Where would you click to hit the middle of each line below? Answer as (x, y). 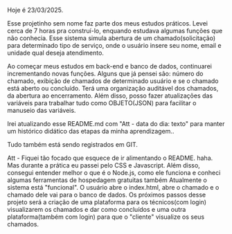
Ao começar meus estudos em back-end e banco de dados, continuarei (110, 66)
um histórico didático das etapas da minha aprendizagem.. (91, 131)
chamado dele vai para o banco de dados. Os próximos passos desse (107, 195)
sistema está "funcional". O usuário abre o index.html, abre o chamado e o (113, 187)
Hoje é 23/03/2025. (35, 10)
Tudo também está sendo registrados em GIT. (73, 144)
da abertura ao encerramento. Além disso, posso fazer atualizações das (110, 96)
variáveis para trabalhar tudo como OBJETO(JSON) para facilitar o (102, 103)
